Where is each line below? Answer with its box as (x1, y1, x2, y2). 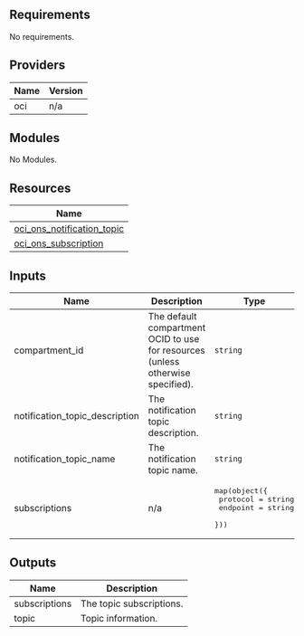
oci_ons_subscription (14, 237, 104, 250)
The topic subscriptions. (80, 597, 184, 610)
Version (48, 84, 83, 97)
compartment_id (14, 344, 84, 356)
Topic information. (80, 612, 158, 624)
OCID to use (147, 333, 200, 346)
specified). (147, 378, 195, 391)
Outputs (9, 555, 57, 571)
